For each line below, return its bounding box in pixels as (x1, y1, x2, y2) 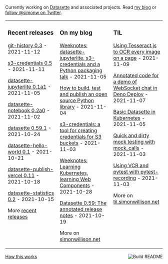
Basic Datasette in (113, 108, 156, 115)
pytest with (113, 168, 139, 175)
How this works (5, 253, 37, 259)
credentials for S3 (59, 133, 101, 140)
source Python (59, 97, 94, 104)
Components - (59, 182, 95, 189)
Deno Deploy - (113, 90, 148, 97)
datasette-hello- (7, 142, 48, 149)
